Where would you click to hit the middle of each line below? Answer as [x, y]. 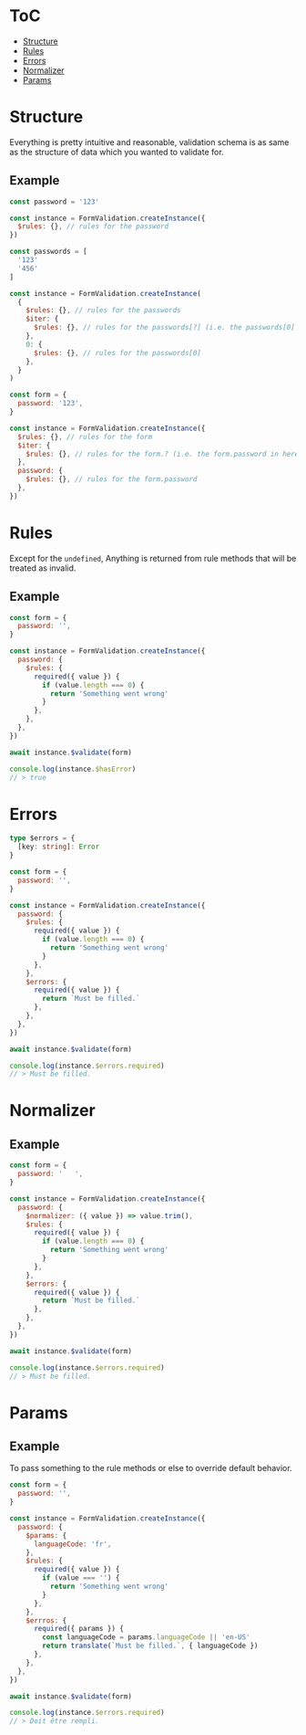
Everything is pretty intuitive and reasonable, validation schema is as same [149, 142]
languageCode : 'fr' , [72, 1544]
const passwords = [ [49, 252]
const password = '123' [55, 202]
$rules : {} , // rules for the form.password [112, 479]
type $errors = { [42, 838]
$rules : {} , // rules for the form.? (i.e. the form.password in [153, 454]
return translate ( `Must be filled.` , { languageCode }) [150, 1646]
